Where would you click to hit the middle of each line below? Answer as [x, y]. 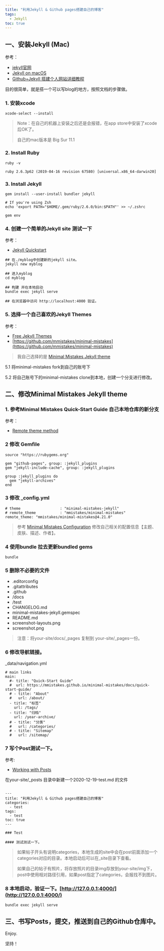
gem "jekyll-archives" [33, 481]
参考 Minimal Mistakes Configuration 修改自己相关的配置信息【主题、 [87, 527]
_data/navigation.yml [26, 663]
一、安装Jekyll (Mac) [37, 44]
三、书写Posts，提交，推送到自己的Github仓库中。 [82, 921]
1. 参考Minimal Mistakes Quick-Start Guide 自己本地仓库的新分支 [82, 409]
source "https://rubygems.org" [37, 455]
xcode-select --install [29, 114]
